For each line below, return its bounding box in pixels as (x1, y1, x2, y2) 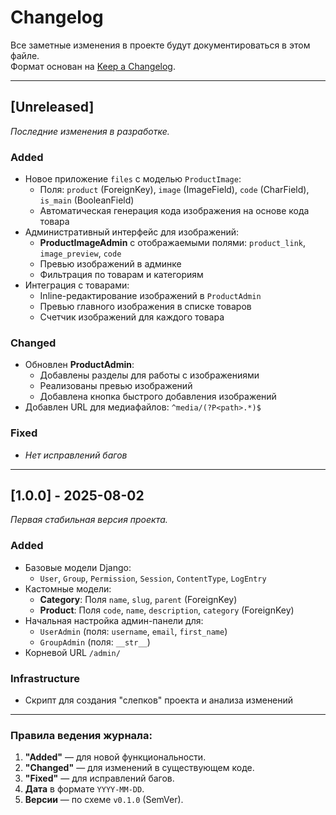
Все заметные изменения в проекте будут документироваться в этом (10, 39, 311, 51)
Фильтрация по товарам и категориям (39, 269, 204, 281)
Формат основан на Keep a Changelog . (10, 60, 176, 72)
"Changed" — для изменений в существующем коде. (24, 762, 255, 774)
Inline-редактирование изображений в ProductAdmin (39, 290, 262, 302)
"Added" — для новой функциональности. (24, 751, 207, 763)
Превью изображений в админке (39, 258, 182, 270)
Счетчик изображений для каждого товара (39, 311, 225, 323)
